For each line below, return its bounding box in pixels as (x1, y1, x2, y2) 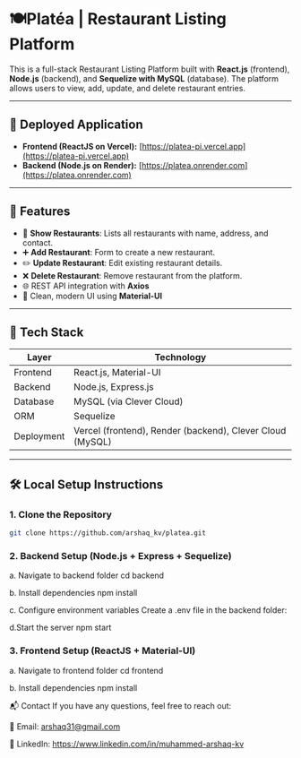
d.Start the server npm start (9, 622, 112, 633)
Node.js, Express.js (73, 381, 154, 393)
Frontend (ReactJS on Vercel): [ (21, 141, 143, 151)
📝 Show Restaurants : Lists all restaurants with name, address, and (21, 228, 269, 238)
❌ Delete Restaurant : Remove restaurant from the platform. (21, 270, 243, 280)
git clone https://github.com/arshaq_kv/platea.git (9, 529, 206, 538)
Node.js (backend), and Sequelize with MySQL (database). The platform (9, 73, 279, 83)
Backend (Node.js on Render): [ (21, 159, 142, 170)
